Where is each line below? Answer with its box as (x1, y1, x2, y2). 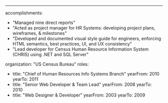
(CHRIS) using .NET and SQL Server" (12, 51, 89, 57)
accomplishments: (5, 10, 43, 15)
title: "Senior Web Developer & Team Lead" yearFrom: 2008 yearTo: (12, 81, 152, 87)
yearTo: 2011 (12, 76, 38, 82)
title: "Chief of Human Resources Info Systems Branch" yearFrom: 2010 (12, 71, 160, 76)
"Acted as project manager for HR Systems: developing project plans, (12, 25, 156, 30)
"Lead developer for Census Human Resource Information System (12, 46, 149, 52)
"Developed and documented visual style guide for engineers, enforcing (12, 35, 161, 41)
